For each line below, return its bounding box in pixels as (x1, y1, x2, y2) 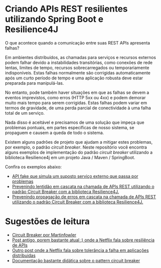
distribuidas (12, 253, 36, 258)
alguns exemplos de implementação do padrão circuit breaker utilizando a (5, 149, 153, 155)
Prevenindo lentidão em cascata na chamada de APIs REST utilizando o (12, 183, 155, 189)
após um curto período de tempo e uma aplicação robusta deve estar (5, 75, 144, 81)
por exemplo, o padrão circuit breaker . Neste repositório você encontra (5, 144, 147, 150)
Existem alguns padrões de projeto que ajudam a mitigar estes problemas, (5, 139, 153, 145)
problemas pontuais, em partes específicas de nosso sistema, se (5, 124, 134, 130)
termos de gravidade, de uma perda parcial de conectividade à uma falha (5, 105, 151, 111)
